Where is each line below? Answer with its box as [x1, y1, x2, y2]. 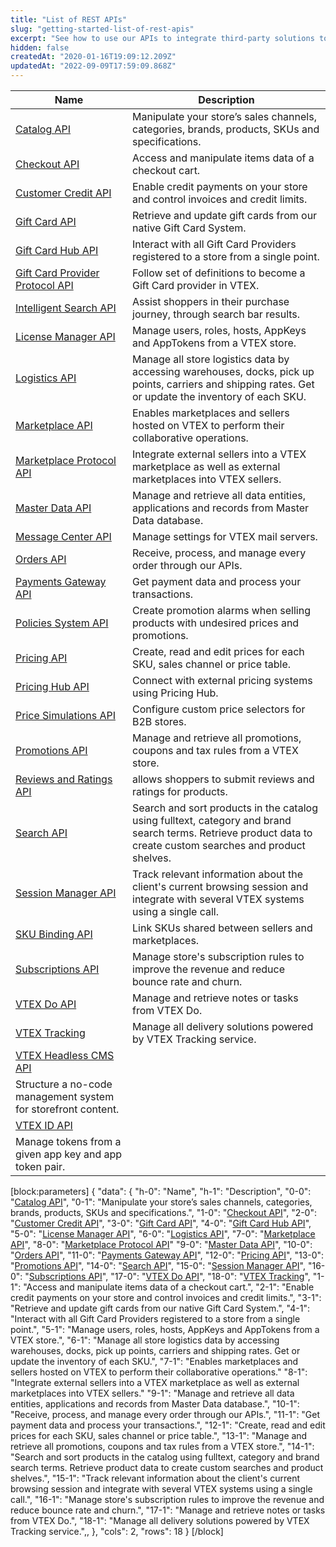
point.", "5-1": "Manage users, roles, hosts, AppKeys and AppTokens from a [10, 1324, 320, 1335]
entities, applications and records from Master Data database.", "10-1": [10, 1398, 300, 1410]
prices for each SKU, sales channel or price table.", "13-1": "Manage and [10, 1430, 308, 1441]
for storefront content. [15, 1102, 120, 1116]
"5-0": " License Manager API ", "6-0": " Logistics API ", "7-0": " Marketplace [10, 1228, 316, 1240]
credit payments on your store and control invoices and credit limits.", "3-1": [10, 1292, 322, 1303]
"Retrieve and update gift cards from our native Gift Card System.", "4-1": [10, 1302, 310, 1314]
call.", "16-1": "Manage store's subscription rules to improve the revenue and [10, 1494, 325, 1505]
